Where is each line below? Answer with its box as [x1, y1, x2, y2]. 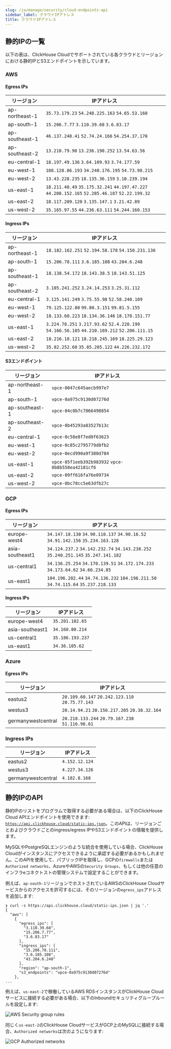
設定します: [14, 1001, 38, 1007]
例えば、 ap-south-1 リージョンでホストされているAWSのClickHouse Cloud [5, 880, 160, 887]
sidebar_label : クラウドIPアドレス [5, 12, 75, 17]
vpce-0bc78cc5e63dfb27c [51, 480, 109, 486]
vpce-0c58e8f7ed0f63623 [51, 434, 109, 439]
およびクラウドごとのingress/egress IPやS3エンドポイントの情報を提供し [9, 827, 164, 833]
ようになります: [71, 1028, 104, 1034]
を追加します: [5, 893, 34, 899]
